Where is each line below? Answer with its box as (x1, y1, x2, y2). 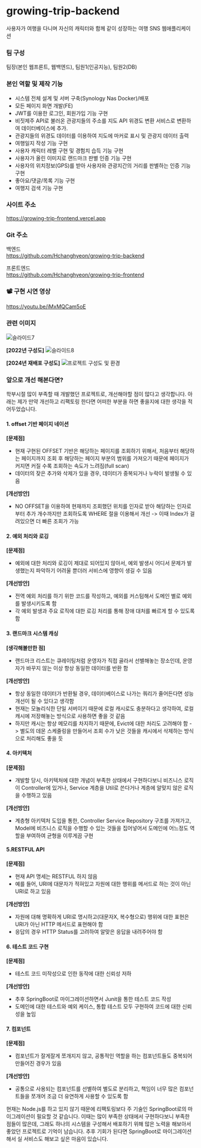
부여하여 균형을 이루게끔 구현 (26, 832, 94, 839)
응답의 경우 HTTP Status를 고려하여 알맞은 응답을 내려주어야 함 (14, 928, 163, 936)
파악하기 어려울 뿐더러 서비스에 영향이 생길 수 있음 (35, 567, 153, 574)
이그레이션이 (6, 1113, 36, 1120)
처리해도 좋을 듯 (26, 735, 63, 742)
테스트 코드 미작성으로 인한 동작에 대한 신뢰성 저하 (14, 970, 132, 978)
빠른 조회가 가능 (42, 517, 80, 525)
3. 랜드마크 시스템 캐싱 (6, 630, 59, 637)
